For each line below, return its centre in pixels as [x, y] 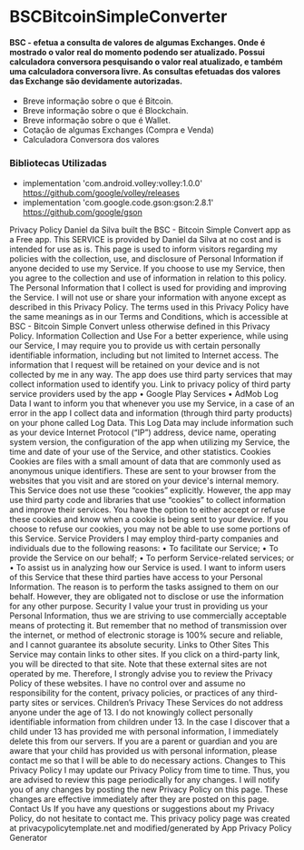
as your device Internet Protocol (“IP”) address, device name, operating [143, 432]
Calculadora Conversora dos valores [91, 140]
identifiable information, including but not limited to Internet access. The [144, 355]
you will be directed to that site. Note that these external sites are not [138, 664]
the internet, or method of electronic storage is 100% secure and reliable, [146, 635]
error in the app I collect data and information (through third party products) [151, 413]
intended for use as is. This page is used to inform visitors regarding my [144, 249]
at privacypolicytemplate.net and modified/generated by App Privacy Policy [151, 827]
